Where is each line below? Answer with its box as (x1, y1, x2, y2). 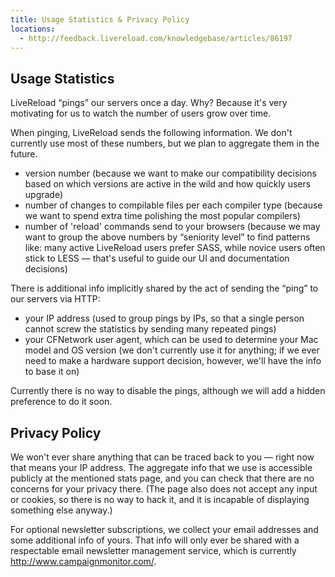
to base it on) (24, 366, 80, 378)
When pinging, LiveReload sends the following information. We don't (10, 127, 293, 139)
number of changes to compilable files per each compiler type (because (24, 199, 323, 211)
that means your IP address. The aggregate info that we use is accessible (10, 462, 313, 473)
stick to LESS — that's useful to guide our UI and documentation (24, 252, 290, 265)
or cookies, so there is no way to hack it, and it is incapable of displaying (10, 494, 310, 505)
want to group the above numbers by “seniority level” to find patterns (24, 231, 311, 243)
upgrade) (24, 189, 64, 201)
